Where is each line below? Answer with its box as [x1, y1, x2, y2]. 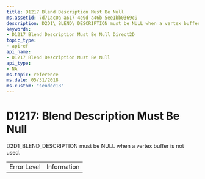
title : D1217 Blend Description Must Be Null [6, 9, 124, 15]
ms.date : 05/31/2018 [6, 77, 59, 83]
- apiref [6, 43, 29, 49]
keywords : [6, 26, 32, 32]
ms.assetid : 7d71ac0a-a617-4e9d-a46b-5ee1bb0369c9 [6, 15, 138, 21]
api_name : [6, 49, 32, 55]
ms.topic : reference [6, 71, 59, 78]
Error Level [9, 163, 41, 171]
